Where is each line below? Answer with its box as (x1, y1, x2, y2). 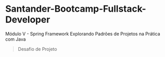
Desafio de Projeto (17, 46, 57, 52)
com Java (5, 36, 26, 42)
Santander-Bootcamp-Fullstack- (5, 3, 147, 15)
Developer (5, 14, 50, 25)
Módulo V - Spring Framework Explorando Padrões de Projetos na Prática (5, 31, 160, 37)
